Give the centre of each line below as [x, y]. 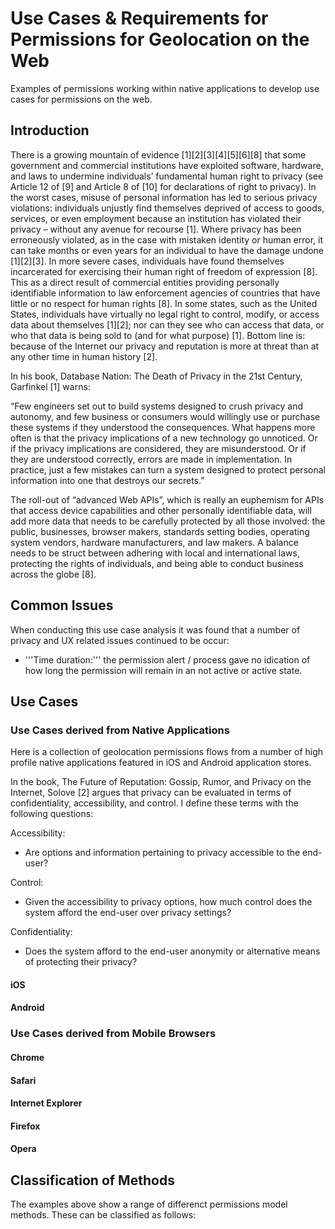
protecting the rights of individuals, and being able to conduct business [157, 563]
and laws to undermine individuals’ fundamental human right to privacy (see [167, 176]
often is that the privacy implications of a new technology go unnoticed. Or [164, 438]
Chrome [27, 1057]
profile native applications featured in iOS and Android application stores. [161, 763]
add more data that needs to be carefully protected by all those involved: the [168, 521]
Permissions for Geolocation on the [160, 39]
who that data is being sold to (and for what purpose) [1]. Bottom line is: [158, 335]
